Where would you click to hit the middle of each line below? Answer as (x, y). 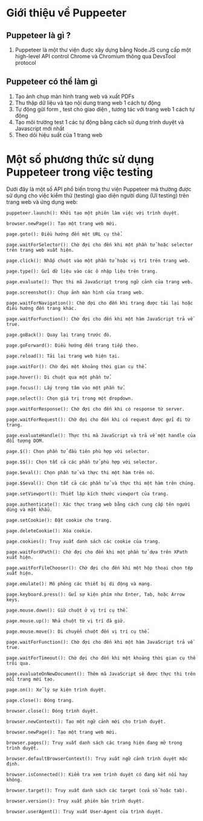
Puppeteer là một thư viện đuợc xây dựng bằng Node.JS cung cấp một (103, 50)
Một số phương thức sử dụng (80, 159)
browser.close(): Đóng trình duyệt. (52, 711)
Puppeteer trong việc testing (80, 172)
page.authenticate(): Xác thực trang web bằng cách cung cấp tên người (98, 504)
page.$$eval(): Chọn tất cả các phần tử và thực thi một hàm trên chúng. (101, 483)
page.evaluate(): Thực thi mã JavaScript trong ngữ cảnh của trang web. (100, 282)
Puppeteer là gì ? (39, 35)
